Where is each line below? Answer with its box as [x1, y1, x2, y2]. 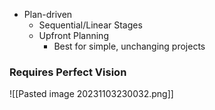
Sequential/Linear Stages [38, 19, 143, 31]
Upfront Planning [38, 30, 109, 41]
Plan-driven [23, 9, 73, 20]
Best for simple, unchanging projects [53, 40, 206, 52]
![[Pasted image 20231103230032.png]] [9, 88, 174, 100]
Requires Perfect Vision [9, 65, 127, 79]
